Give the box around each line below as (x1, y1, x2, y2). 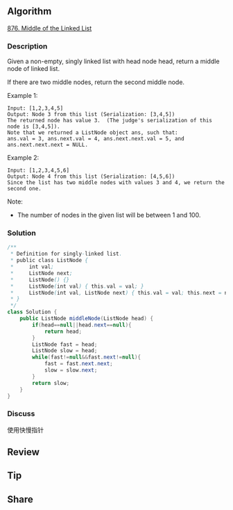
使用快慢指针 (7, 425, 44, 434)
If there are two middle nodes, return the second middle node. (7, 78, 185, 86)
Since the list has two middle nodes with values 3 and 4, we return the (7, 179, 225, 186)
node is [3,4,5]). (7, 123, 60, 131)
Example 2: (7, 154, 40, 162)
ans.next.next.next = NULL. (7, 142, 89, 149)
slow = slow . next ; (44, 367, 98, 374)
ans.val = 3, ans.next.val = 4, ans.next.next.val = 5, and (7, 135, 185, 142)
